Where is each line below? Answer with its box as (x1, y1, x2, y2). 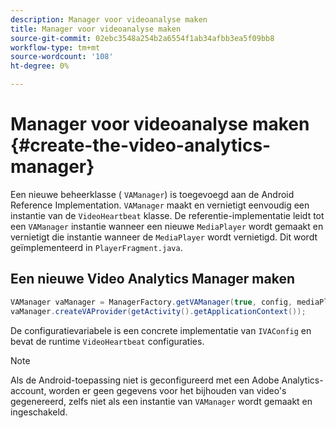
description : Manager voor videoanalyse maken (10, 14, 208, 25)
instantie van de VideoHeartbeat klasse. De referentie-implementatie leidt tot (10, 209, 325, 221)
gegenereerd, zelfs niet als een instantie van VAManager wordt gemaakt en (10, 395, 313, 407)
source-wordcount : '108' (10, 52, 114, 62)
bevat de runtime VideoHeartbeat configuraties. (10, 335, 205, 347)
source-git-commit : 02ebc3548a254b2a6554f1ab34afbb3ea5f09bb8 (10, 33, 275, 43)
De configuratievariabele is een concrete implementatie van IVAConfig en (10, 324, 312, 336)
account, (10, 384, 47, 396)
